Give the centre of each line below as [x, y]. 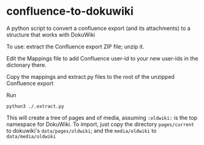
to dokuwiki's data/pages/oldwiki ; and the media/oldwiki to [81, 130]
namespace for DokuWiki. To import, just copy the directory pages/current [100, 124]
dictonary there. [27, 65]
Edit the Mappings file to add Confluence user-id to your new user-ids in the [102, 58]
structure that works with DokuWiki [51, 34]
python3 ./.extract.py [35, 106]
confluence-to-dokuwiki [70, 11]
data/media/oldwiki [31, 136]
